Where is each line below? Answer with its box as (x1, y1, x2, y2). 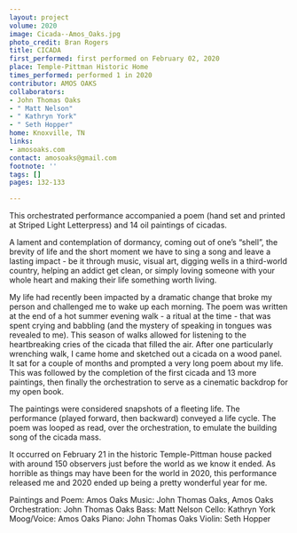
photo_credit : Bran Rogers (9, 37, 109, 47)
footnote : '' (9, 162, 58, 171)
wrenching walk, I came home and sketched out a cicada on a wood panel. (9, 348, 282, 360)
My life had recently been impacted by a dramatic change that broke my (9, 292, 273, 303)
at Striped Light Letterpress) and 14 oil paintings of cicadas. (9, 219, 228, 231)
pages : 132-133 (9, 179, 66, 187)
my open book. (9, 386, 65, 397)
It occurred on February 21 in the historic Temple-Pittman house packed (9, 449, 272, 460)
